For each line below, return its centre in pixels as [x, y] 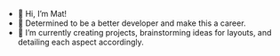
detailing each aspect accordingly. [80, 42]
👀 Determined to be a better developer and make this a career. [132, 23]
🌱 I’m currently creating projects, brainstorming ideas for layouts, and [144, 32]
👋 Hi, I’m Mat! [42, 14]
